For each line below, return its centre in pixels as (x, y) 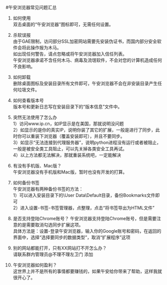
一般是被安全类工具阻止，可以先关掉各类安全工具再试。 (70, 149)
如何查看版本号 (28, 100)
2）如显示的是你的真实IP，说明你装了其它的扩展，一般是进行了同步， (84, 130)
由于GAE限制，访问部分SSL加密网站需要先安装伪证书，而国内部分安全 (85, 41)
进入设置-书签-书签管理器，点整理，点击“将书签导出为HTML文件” (87, 208)
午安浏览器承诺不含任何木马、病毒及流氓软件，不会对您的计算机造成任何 (87, 60)
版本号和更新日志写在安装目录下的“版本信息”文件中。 (67, 107)
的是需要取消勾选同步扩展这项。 (50, 225)
